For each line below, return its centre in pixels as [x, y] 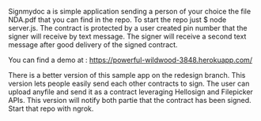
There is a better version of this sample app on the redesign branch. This [127, 75]
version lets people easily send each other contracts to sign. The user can [129, 83]
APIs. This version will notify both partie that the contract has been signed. [130, 100]
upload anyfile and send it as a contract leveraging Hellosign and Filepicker [130, 92]
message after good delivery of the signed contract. [93, 45]
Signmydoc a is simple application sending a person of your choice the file [130, 11]
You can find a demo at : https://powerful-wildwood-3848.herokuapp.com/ [130, 60]
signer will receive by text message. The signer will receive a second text [127, 36]
